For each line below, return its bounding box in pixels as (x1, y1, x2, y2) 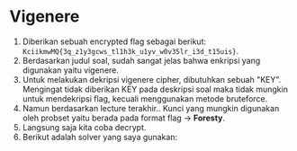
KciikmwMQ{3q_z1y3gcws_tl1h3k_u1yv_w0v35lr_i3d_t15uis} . (22, 45, 239, 56)
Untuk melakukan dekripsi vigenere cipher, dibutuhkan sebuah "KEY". (22, 74, 282, 84)
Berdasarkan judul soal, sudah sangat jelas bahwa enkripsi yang (22, 55, 261, 66)
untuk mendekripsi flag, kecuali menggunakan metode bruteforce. (22, 93, 268, 104)
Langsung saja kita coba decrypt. (22, 121, 147, 132)
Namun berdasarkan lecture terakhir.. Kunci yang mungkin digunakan (22, 102, 280, 113)
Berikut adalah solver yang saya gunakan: (22, 131, 178, 142)
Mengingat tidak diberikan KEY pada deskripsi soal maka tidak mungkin (22, 84, 288, 94)
